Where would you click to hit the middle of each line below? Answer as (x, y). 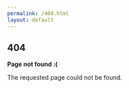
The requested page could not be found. (65, 78)
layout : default (30, 20)
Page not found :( (32, 64)
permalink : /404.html (38, 13)
